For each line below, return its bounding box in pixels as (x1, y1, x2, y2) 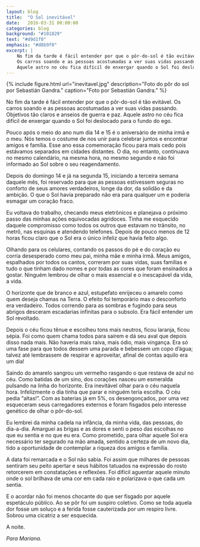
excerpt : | (6, 48, 33, 54)
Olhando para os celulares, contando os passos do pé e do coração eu (6, 246, 180, 254)
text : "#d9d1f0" (6, 36, 46, 42)
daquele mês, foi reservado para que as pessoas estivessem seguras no (6, 178, 184, 186)
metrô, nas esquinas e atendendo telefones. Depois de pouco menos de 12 (6, 228, 190, 236)
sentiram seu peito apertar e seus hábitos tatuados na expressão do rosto (6, 462, 187, 469)
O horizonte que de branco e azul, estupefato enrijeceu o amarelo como (6, 289, 183, 296)
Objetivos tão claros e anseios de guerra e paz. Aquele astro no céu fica (6, 111, 183, 118)
